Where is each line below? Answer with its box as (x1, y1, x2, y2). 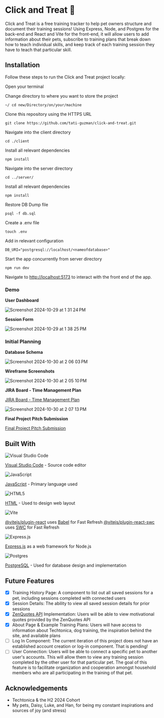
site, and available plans (12, 633, 61, 638)
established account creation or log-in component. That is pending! (12, 643, 148, 649)
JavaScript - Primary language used (5, 481, 78, 487)
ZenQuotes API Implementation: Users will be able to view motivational (12, 611, 155, 617)
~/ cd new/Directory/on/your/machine (5, 103, 82, 107)
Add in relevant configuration (5, 238, 64, 243)
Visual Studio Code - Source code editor (5, 462, 86, 468)
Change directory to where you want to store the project (5, 93, 118, 99)
